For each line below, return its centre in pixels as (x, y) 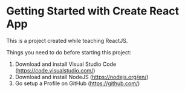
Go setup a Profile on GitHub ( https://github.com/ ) (77, 83)
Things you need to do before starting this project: (69, 52)
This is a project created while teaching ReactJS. (67, 40)
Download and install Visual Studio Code (66, 64)
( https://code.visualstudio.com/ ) (55, 70)
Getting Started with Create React (93, 11)
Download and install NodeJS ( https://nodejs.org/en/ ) (82, 77)
